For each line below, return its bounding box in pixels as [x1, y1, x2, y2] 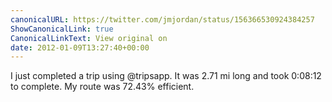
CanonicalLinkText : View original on [10, 33, 168, 43]
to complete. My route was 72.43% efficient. [10, 81, 195, 93]
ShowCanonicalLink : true [10, 24, 114, 34]
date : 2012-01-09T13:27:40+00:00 [10, 42, 150, 53]
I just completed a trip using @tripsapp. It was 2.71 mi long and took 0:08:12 [10, 70, 322, 82]
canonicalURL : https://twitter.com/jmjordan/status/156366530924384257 [10, 14, 315, 25]
